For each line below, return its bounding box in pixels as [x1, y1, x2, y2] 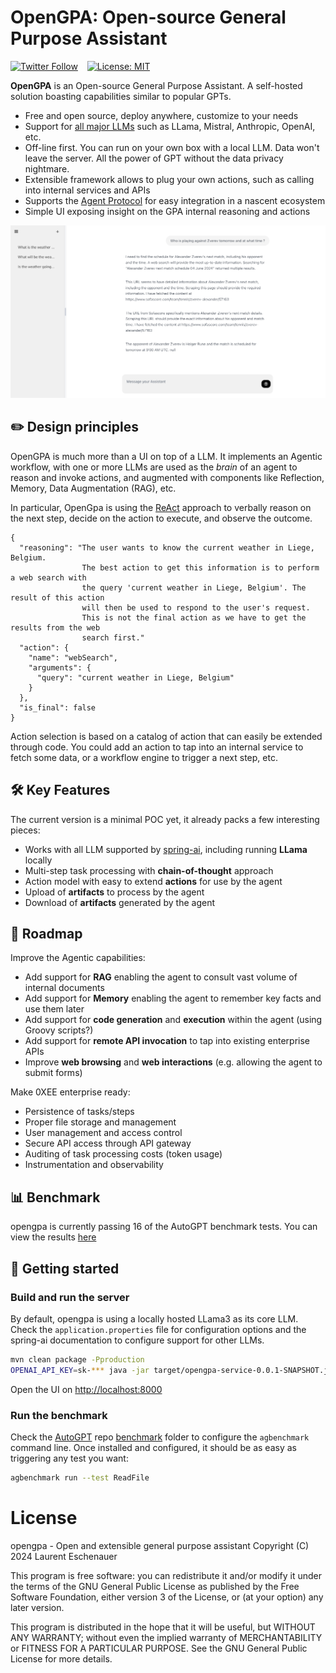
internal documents [24, 982, 105, 994]
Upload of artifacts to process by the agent [24, 886, 205, 898]
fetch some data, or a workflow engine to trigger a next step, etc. [10, 751, 278, 763]
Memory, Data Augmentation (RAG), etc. [10, 482, 177, 494]
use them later [24, 1003, 85, 1015]
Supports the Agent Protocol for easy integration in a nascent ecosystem [24, 194, 326, 206]
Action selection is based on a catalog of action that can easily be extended [10, 730, 323, 742]
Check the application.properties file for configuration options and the [10, 1323, 307, 1335]
